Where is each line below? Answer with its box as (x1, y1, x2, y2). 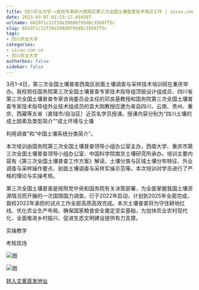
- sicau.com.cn (6, 47, 44, 53)
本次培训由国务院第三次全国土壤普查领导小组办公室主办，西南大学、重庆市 (6, 143, 188, 150)
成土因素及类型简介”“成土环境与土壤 (6, 118, 94, 125)
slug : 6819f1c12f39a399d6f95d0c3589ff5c (6, 25, 108, 31)
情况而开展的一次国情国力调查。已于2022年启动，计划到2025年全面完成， (11, 192, 192, 199)
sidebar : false (6, 63, 44, 70)
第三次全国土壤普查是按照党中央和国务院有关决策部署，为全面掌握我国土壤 (6, 185, 188, 192)
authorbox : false (6, 58, 49, 64)
